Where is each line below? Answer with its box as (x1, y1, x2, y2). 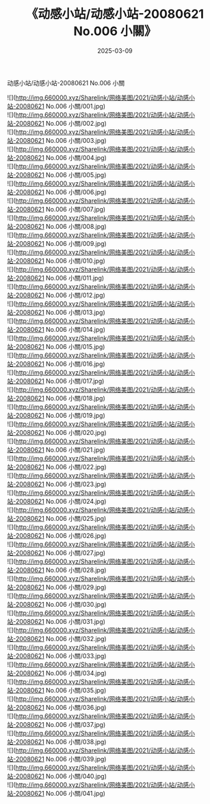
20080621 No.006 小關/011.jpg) (15, 273, 105, 282)
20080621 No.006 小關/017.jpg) (15, 377, 105, 385)
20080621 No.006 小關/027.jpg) (15, 548, 106, 557)
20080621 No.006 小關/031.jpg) (15, 617, 106, 625)
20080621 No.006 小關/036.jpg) (15, 703, 107, 711)
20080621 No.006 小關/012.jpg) (15, 291, 106, 299)
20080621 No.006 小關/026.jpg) (15, 531, 107, 539)
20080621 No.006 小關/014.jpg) (15, 325, 106, 333)
